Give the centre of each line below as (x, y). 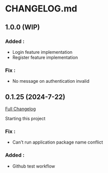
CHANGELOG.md (41, 9)
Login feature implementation (42, 52)
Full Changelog (21, 109)
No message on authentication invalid (51, 81)
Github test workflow (34, 166)
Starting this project (25, 118)
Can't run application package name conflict (57, 142)
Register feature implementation (45, 57)
